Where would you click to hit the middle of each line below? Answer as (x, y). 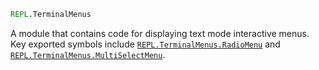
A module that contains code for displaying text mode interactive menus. (160, 33)
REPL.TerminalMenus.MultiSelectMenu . (88, 54)
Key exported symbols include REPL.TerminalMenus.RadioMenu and (145, 44)
